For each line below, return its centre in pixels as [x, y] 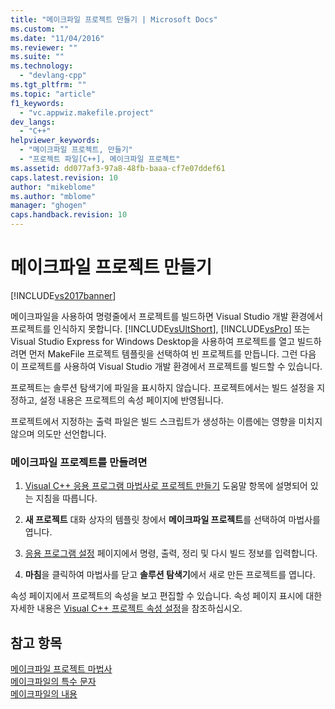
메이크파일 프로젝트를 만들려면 [79, 462]
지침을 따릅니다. [66, 498]
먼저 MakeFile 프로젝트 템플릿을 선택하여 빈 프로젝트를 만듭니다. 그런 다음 [172, 353]
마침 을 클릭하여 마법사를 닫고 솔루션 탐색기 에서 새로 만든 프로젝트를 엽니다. [170, 575]
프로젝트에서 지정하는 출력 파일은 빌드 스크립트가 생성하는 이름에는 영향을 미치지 [166, 421]
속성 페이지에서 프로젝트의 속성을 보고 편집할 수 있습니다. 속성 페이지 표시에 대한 [166, 596]
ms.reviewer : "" [44, 47]
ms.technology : [42, 66]
